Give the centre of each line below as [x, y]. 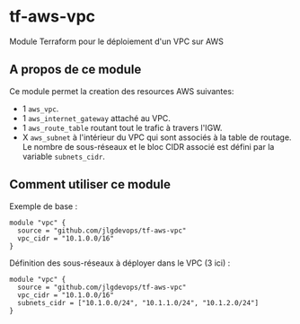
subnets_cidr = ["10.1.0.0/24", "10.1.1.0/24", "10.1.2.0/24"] [138, 302]
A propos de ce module [75, 70]
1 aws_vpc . [40, 109]
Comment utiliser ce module [90, 184]
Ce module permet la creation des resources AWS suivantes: [122, 91]
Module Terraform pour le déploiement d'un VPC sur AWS [117, 41]
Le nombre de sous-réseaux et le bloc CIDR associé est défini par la [148, 146]
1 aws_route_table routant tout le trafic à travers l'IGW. [122, 127]
